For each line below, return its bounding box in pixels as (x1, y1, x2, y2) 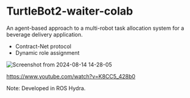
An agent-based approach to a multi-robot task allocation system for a (6, 24, 184, 32)
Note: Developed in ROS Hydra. (6, 84, 86, 92)
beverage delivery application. (6, 30, 83, 38)
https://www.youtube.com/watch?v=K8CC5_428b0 (6, 72, 136, 80)
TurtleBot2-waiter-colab (6, 4, 134, 18)
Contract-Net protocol (15, 43, 72, 50)
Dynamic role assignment (15, 49, 80, 56)
